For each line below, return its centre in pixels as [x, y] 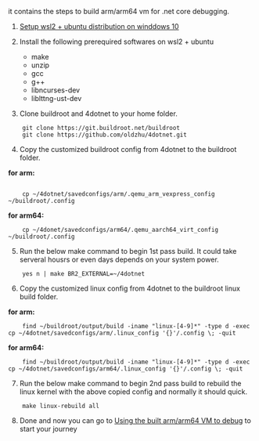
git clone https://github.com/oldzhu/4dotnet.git [105, 135]
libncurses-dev [56, 90]
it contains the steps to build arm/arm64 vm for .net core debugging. [119, 11]
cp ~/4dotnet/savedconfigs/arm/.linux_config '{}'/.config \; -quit [122, 333]
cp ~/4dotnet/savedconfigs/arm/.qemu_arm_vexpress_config [119, 194]
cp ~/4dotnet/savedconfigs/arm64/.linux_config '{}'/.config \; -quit [126, 369]
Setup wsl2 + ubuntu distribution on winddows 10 [99, 26]
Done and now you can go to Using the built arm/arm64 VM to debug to [135, 421]
